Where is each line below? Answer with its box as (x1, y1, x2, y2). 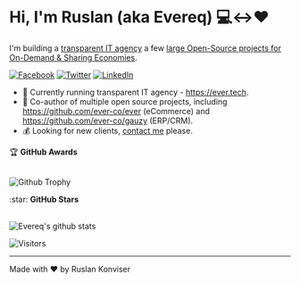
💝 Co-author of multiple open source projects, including (21, 96, 228, 107)
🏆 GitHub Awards (9, 146, 78, 157)
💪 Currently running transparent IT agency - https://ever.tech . (21, 87, 249, 97)
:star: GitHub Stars (9, 194, 79, 204)
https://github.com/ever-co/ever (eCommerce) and (21, 105, 211, 116)
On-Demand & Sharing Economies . (9, 52, 137, 62)
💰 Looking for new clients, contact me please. (21, 125, 194, 136)
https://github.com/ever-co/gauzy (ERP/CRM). (21, 115, 194, 126)
